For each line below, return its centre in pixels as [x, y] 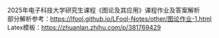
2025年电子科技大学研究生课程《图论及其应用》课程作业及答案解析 [104, 10]
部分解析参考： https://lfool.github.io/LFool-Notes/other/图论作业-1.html [109, 19]
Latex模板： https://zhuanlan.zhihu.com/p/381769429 [84, 27]
